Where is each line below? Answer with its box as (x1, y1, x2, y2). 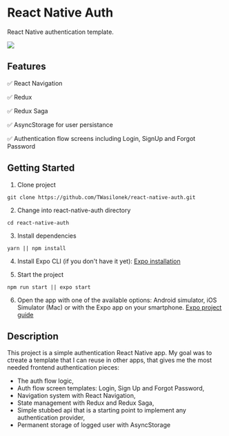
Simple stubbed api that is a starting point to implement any (17, 406, 186, 415)
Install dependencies (17, 231, 77, 240)
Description (7, 330, 59, 342)
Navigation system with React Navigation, (17, 392, 136, 400)
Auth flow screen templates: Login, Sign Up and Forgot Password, (17, 384, 205, 392)
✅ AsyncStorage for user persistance (7, 120, 114, 129)
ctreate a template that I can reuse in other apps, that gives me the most (7, 356, 212, 364)
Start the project (17, 270, 64, 278)
